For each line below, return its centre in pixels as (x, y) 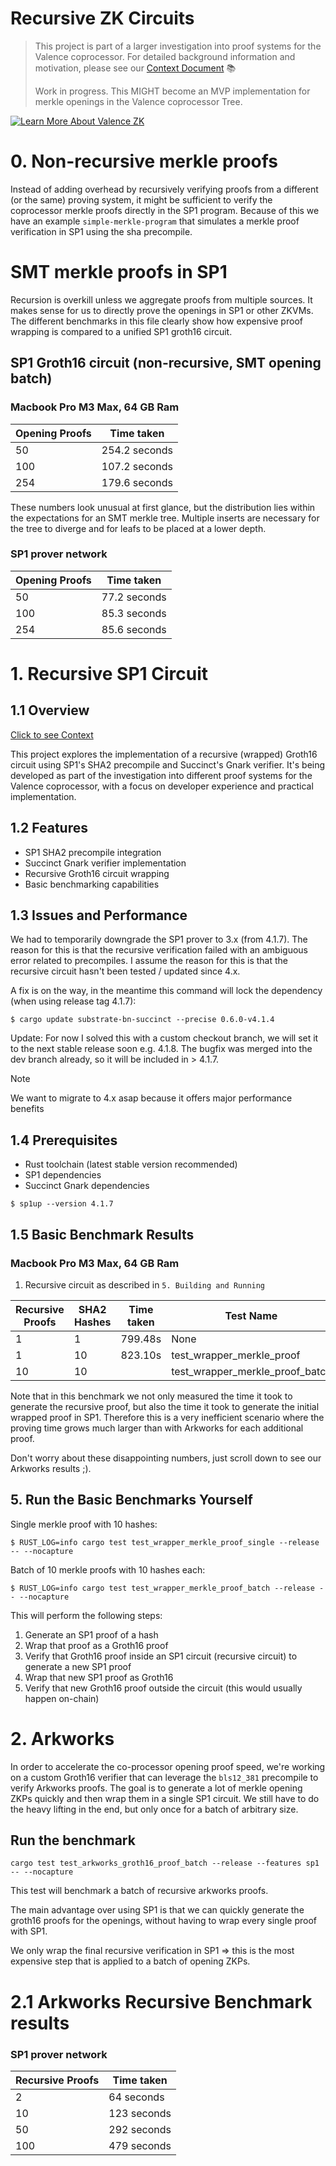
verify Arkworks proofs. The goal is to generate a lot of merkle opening (156, 1788)
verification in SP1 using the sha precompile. (101, 231)
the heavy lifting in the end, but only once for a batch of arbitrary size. (154, 1809)
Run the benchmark (73, 1840)
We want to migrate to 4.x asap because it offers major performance (151, 1098)
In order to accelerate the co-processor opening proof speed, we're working (168, 1766)
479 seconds (140, 2145)
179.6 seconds (137, 482)
